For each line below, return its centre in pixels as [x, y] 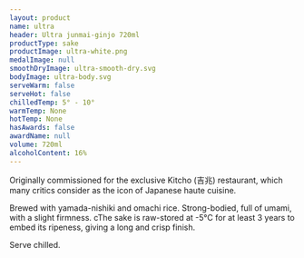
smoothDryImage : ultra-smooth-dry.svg [83, 69]
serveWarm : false [42, 85]
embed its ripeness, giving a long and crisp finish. [103, 227]
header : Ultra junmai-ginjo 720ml [75, 35]
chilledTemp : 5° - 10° [52, 102]
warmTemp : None [38, 111]
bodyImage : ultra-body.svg [60, 77]
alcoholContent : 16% [49, 153]
